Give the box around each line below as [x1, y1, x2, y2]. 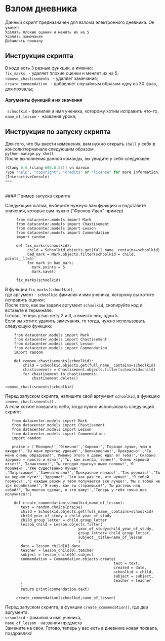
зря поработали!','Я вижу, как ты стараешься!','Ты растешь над [5, 483, 140, 489]
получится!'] [5, 492, 32, 497]
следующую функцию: [5, 323, 53, 329]
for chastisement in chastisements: [23, 372, 98, 377]
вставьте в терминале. [5, 307, 53, 313]
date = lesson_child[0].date [20, 544, 81, 549]
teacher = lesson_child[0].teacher [20, 548, 94, 553]
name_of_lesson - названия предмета [5, 620, 82, 626]
